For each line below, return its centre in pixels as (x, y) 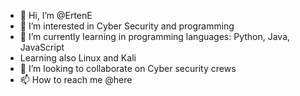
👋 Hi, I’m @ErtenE (56, 15)
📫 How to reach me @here (76, 79)
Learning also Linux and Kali (78, 58)
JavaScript (42, 47)
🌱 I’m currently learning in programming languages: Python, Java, (155, 36)
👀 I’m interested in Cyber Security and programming (127, 26)
